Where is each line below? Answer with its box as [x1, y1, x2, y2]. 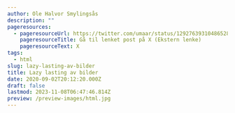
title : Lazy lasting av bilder [7, 69, 99, 76]
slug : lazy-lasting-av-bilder [7, 62, 96, 69]
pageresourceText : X [20, 43, 80, 50]
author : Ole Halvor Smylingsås [7, 10, 99, 18]
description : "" [7, 17, 55, 24]
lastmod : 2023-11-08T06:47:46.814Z [7, 88, 111, 95]
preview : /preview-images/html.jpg [7, 95, 111, 102]
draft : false [7, 82, 45, 89]
